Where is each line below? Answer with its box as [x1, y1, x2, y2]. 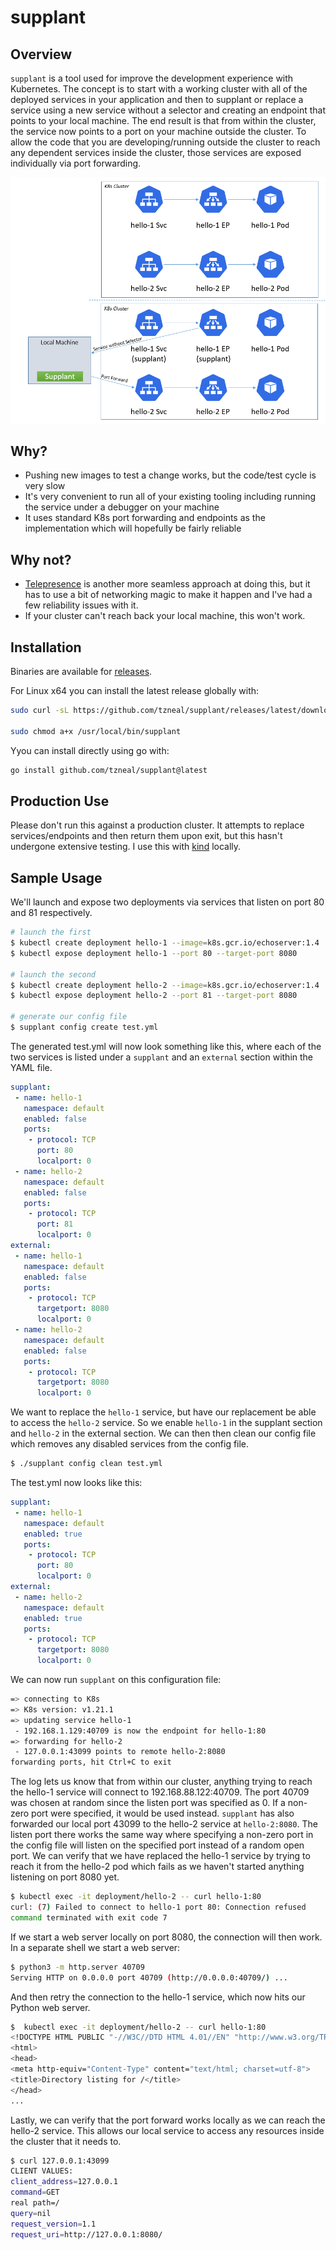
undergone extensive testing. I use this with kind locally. [10, 841, 242, 853]
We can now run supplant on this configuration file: [10, 1674, 222, 1686]
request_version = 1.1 [10, 2219, 97, 2229]
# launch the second [10, 969, 97, 980]
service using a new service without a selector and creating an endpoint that [10, 104, 326, 116]
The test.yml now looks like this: [10, 1477, 143, 1489]
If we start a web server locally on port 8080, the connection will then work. [10, 1931, 323, 1943]
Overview [10, 46, 73, 63]
